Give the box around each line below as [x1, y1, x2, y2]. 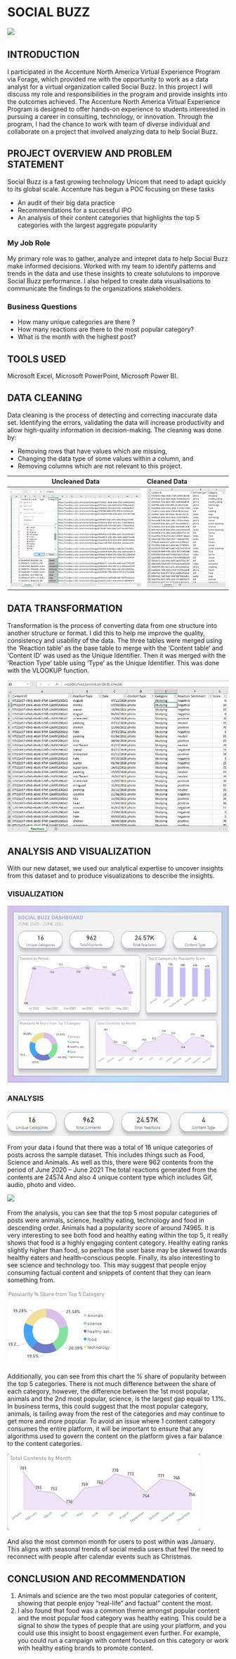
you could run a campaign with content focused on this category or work [17, 1636, 229, 1645]
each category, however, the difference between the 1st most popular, [7, 1387, 210, 1396]
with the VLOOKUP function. [7, 666, 90, 674]
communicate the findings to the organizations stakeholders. [7, 284, 183, 293]
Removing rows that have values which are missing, [17, 447, 167, 455]
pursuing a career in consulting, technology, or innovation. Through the [7, 112, 214, 120]
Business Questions [7, 302, 77, 312]
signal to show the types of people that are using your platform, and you [17, 1622, 227, 1630]
